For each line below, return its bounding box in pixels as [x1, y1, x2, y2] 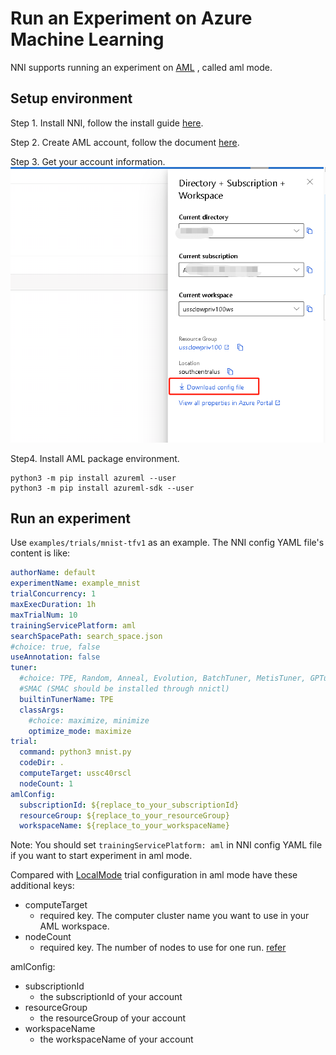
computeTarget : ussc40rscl [19, 768, 132, 779]
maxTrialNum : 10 [10, 610, 78, 620]
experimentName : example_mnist [10, 578, 141, 589]
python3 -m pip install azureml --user [10, 473, 177, 483]
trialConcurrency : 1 [10, 589, 97, 599]
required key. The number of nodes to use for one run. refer [39, 942, 287, 954]
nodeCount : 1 [19, 778, 74, 789]
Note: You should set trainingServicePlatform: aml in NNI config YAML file [10, 839, 323, 851]
